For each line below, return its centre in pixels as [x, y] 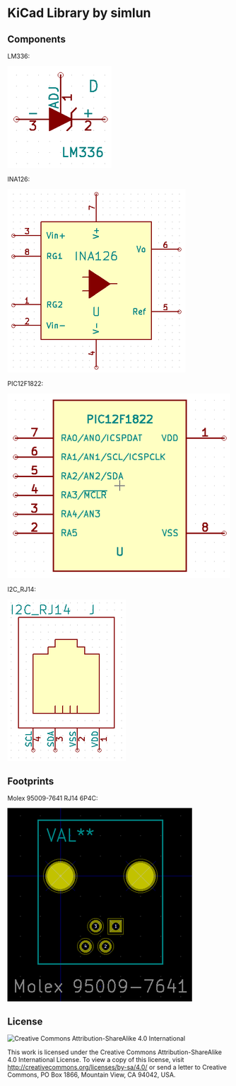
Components [36, 39]
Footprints [31, 781]
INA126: [19, 179]
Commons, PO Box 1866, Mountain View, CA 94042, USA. [92, 1075]
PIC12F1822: [25, 383]
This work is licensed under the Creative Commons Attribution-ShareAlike [115, 1052]
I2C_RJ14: [22, 590]
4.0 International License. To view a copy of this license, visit [96, 1059]
